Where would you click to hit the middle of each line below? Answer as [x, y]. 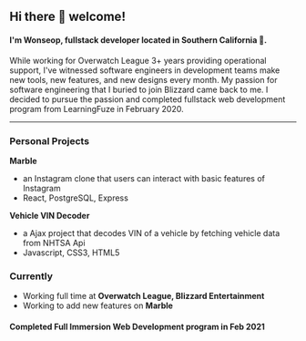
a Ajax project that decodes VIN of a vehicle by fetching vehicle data [151, 232]
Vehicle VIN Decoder [50, 215]
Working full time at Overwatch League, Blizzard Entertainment [143, 296]
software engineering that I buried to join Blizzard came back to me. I [139, 89]
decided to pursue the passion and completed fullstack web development [148, 99]
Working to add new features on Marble [97, 305]
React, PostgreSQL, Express [76, 198]
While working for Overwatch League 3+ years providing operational [138, 60]
